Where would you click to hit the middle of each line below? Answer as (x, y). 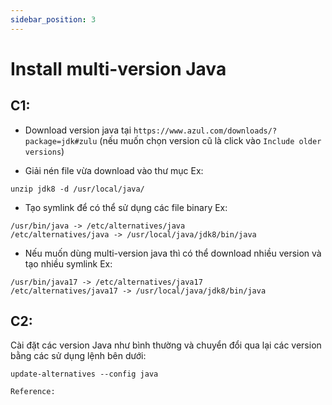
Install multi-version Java (118, 68)
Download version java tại (78, 130)
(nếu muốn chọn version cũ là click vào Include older (210, 140)
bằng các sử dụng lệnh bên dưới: (78, 356)
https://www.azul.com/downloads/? (205, 131)
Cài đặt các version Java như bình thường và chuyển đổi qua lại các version (166, 345)
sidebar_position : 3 (53, 19)
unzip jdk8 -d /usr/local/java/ (77, 189)
